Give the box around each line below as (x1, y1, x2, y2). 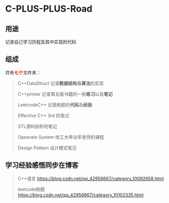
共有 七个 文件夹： (5, 69, 41, 75)
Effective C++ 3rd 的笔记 (17, 112, 70, 118)
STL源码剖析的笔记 (17, 123, 57, 129)
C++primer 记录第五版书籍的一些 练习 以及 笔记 (17, 91, 113, 97)
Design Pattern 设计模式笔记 (17, 145, 77, 151)
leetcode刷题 (17, 186, 46, 192)
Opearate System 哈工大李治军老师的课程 (17, 134, 104, 140)
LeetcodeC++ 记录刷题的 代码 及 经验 (17, 102, 93, 108)
